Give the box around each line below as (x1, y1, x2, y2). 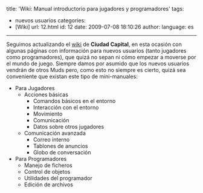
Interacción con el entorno (33, 104, 99, 111)
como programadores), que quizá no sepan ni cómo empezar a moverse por (6, 54, 196, 61)
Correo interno (33, 136, 70, 143)
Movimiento (33, 110, 63, 117)
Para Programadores (14, 155, 67, 162)
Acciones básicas (24, 91, 68, 98)
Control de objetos (24, 168, 71, 175)
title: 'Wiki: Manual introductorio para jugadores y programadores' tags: (6, 5, 184, 12)
